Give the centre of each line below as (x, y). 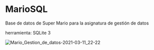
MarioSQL (26, 9)
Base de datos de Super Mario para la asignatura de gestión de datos (77, 23)
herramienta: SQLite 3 (28, 32)
